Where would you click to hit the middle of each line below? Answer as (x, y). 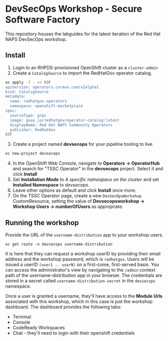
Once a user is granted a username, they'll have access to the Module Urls (84, 296)
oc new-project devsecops (33, 153)
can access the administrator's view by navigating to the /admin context (80, 270)
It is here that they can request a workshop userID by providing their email (83, 253)
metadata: (16, 97)
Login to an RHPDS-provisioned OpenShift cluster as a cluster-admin (85, 67)
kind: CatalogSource (27, 92)
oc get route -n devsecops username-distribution (59, 244)
